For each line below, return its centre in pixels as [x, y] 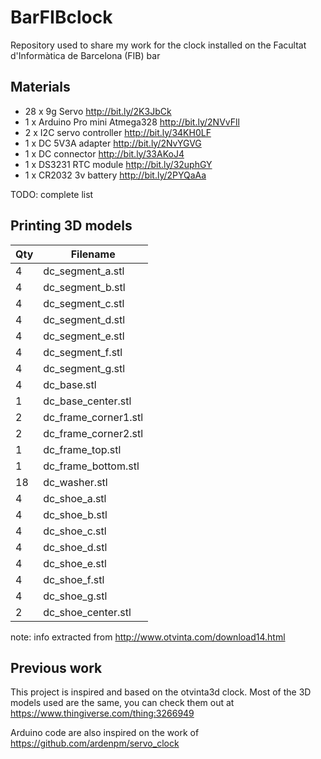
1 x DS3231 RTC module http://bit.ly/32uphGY [118, 164]
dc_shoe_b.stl [75, 514]
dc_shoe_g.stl [75, 596]
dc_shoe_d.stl [75, 547]
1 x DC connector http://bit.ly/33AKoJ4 [104, 153]
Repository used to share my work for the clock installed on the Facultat [158, 45]
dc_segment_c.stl [84, 303]
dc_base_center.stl [87, 401]
